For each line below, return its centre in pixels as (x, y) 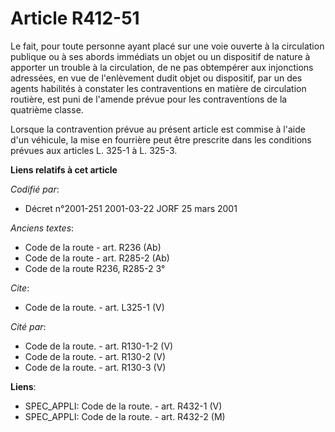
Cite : (20, 288)
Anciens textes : (42, 228)
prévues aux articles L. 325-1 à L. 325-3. (94, 150)
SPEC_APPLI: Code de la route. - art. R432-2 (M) (125, 416)
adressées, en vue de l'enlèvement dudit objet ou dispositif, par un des (156, 78)
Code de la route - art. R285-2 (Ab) (97, 258)
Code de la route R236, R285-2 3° (95, 268)
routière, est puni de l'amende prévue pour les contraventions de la (149, 99)
